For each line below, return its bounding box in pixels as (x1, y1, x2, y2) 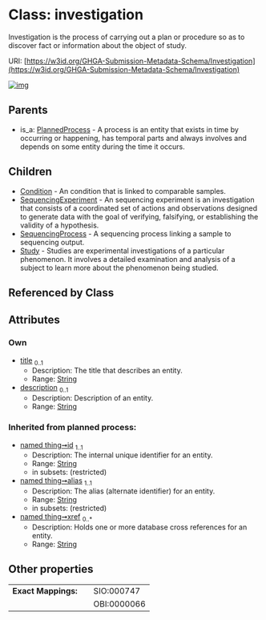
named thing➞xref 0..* (19, 512, 93, 523)
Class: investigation (8, 6, 144, 24)
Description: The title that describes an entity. (31, 366, 183, 376)
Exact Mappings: (12, 585, 78, 596)
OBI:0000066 (93, 598, 146, 610)
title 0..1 (19, 355, 44, 367)
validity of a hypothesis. (19, 220, 99, 230)
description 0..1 (19, 383, 69, 394)
